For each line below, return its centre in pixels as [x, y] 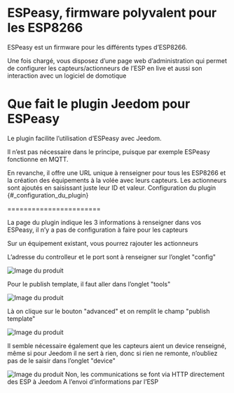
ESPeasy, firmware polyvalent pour [112, 13]
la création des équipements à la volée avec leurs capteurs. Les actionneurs [117, 180]
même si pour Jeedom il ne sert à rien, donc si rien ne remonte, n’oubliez [112, 353]
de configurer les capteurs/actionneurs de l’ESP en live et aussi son [105, 68]
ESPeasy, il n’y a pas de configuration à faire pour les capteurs [98, 230]
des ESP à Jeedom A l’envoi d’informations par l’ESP [83, 381]
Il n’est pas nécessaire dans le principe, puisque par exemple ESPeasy [109, 151]
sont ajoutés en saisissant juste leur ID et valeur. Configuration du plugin [111, 188]
